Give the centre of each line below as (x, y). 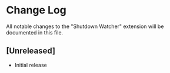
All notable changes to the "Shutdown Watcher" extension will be (85, 26)
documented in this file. (35, 32)
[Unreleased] (31, 51)
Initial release (31, 65)
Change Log (36, 10)
